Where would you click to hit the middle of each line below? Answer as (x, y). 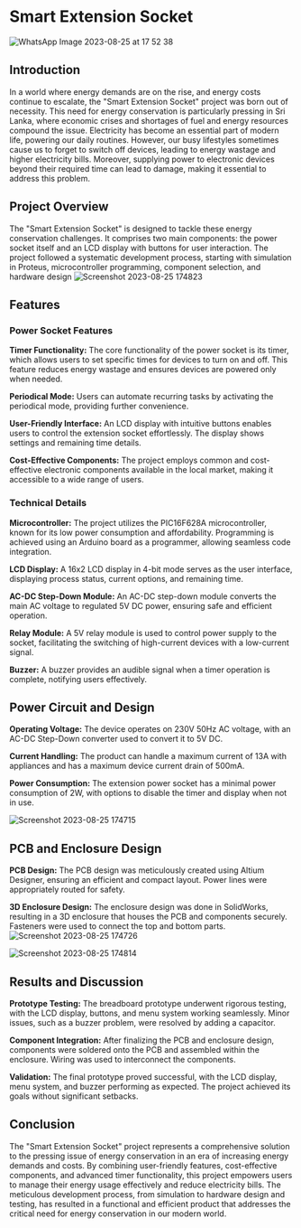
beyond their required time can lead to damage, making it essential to (138, 168)
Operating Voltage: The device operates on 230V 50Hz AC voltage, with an (150, 729)
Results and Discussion (77, 982)
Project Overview (59, 206)
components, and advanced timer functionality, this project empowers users (151, 1175)
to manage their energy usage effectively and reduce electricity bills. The (145, 1185)
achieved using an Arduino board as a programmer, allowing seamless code (150, 542)
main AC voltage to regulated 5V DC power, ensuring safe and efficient (141, 605)
